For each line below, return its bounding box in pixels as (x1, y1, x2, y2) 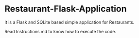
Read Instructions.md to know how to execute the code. (4, 28, 116, 34)
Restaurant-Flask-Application (4, 3, 127, 14)
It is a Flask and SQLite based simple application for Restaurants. (4, 19, 135, 25)
